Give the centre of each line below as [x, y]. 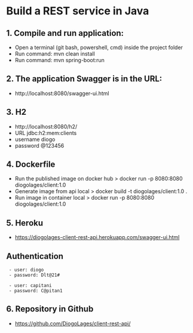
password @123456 [39, 145]
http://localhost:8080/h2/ [46, 126]
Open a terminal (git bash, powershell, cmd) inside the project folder [99, 47]
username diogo [35, 139]
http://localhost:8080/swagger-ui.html [62, 93]
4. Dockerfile [31, 165]
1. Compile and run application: [65, 33]
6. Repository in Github [50, 309]
